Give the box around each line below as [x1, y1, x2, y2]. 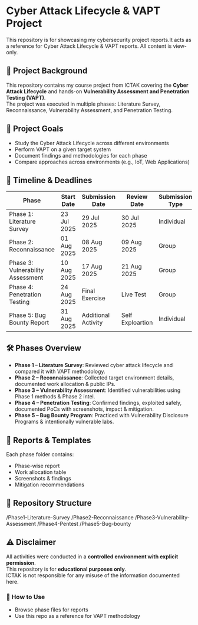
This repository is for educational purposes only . [6, 565, 127, 572]
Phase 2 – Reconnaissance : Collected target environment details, [14, 374, 174, 381]
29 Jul [81, 214, 100, 222]
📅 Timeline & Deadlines [6, 175, 93, 185]
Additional [81, 311, 110, 319]
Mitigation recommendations [14, 481, 84, 488]
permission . [6, 559, 37, 566]
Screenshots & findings [14, 475, 72, 482]
